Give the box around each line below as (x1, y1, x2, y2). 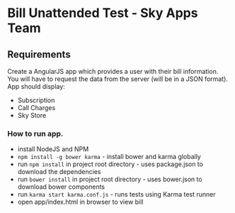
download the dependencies (17, 168, 101, 176)
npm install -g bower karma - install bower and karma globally (17, 153, 202, 161)
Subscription (17, 96, 55, 104)
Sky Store (17, 111, 47, 119)
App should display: (7, 82, 65, 90)
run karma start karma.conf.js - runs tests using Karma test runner (17, 190, 216, 199)
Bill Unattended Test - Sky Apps (7, 5, 198, 21)
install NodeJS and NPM (17, 145, 89, 153)
